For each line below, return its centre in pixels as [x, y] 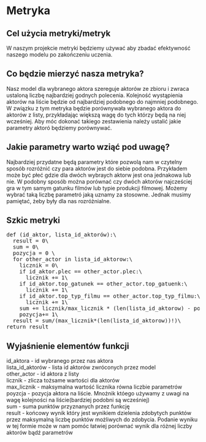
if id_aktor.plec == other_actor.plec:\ [81, 272]
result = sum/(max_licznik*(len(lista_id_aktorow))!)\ [97, 321]
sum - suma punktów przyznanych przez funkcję [68, 406]
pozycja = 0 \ [34, 253]
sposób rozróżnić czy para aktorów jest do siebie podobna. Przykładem [97, 168]
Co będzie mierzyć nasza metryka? [75, 74]
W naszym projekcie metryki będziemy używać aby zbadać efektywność [99, 48]
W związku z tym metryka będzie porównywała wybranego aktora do [94, 108]
